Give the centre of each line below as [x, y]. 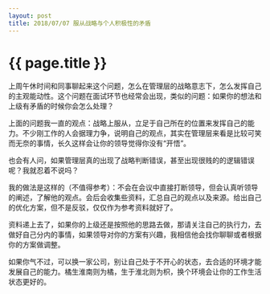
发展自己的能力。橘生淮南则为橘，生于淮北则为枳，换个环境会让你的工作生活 [135, 272]
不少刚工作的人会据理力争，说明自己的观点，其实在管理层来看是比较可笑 [142, 133]
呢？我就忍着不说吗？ [43, 170]
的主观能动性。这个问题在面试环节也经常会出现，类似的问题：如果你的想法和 [135, 96]
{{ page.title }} [58, 63]
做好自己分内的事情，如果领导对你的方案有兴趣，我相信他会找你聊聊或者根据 [135, 235]
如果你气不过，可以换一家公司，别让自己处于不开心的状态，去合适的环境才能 [135, 262]
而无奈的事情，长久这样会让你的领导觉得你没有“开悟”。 [100, 143]
